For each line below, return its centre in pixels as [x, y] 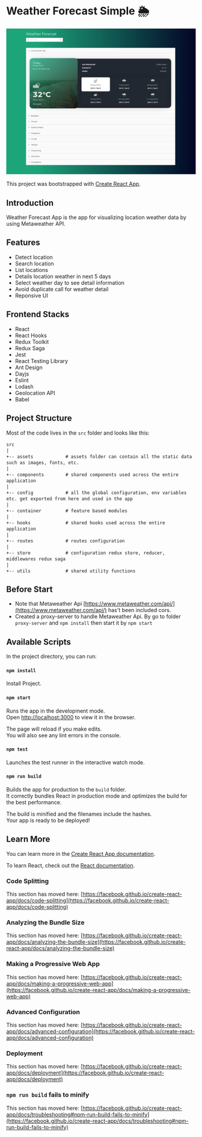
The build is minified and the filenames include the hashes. [79, 814]
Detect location [34, 257]
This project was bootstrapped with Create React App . [74, 184]
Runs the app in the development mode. [56, 711]
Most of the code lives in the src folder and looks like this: [78, 433]
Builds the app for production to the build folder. [66, 789]
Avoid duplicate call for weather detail [62, 289]
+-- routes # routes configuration [66, 541]
